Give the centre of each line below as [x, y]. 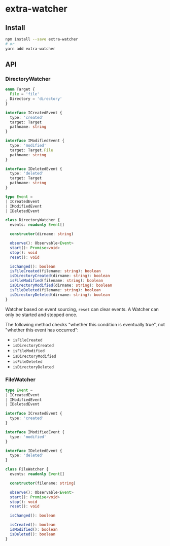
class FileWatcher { [27, 469]
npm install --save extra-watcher [42, 39]
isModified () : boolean [34, 530]
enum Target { [20, 89]
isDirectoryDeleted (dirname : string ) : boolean [60, 295]
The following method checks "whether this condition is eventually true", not [85, 324]
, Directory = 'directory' [34, 99]
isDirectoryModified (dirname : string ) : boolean [61, 285]
